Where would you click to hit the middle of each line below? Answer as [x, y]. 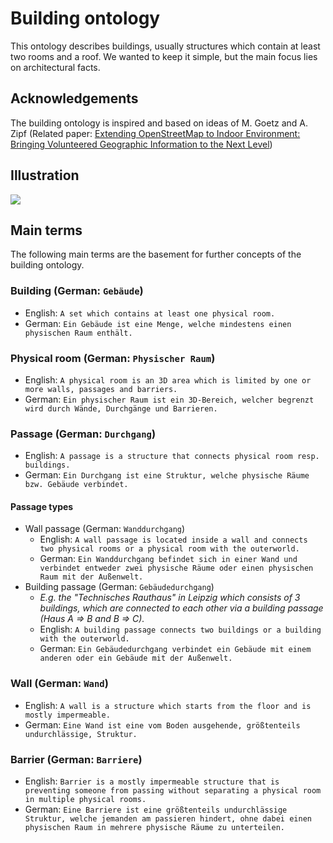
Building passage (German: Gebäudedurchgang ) [119, 587]
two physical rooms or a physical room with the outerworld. [169, 549]
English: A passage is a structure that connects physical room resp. [172, 456]
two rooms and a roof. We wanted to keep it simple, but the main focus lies [164, 56]
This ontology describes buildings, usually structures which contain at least [165, 46]
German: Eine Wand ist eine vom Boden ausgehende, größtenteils [162, 724]
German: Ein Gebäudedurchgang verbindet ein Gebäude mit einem [175, 649]
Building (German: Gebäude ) [77, 291]
